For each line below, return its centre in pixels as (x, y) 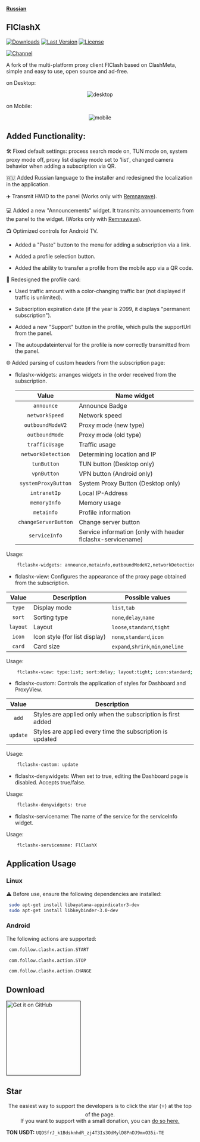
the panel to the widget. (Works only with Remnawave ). (74, 219)
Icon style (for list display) (70, 636)
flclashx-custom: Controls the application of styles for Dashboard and (100, 684)
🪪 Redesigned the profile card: (43, 279)
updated (45, 739)
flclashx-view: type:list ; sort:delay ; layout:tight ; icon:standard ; (105, 672)
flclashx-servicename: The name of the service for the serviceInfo (96, 817)
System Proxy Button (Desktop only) (129, 483)
